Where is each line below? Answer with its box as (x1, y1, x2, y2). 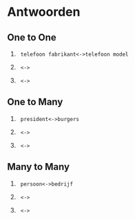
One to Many (7, 96, 63, 108)
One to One (7, 32, 56, 43)
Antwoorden (7, 4, 81, 20)
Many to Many (7, 161, 70, 173)
